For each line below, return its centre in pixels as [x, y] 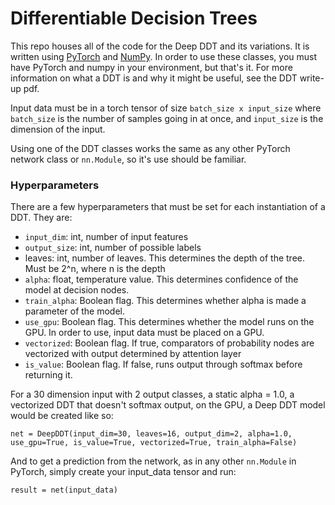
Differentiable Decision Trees [134, 18]
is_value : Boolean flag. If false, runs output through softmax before [163, 364]
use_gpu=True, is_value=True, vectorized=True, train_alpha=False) [154, 443]
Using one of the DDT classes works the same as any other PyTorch [150, 148]
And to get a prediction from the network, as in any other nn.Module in [153, 461]
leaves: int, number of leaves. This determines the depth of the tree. [164, 258]
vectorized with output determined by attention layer [133, 354]
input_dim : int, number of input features [106, 237]
